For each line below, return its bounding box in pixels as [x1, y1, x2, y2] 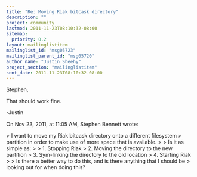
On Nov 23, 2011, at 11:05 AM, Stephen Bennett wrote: [6, 120, 138, 128]
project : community [6, 20, 55, 26]
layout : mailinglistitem [6, 42, 68, 48]
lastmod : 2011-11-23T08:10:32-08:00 [6, 25, 97, 32]
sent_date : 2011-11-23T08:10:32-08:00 [6, 70, 103, 76]
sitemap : [6, 31, 28, 37]
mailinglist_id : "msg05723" [6, 48, 76, 54]
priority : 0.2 [11, 36, 47, 42]
